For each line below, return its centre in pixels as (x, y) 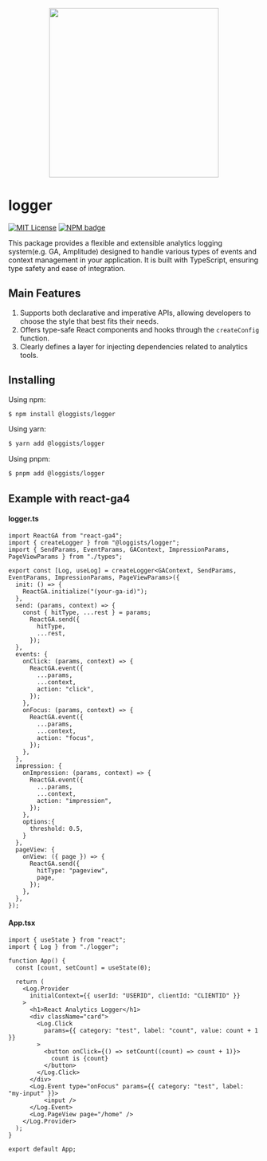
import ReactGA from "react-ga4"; (66, 535)
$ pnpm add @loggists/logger (57, 474)
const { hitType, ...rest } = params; (87, 612)
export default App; (43, 1149)
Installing (32, 380)
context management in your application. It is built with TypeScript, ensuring (133, 260)
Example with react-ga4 (69, 498)
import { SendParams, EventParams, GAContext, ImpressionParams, (119, 549)
